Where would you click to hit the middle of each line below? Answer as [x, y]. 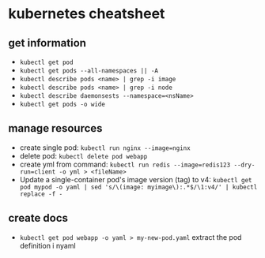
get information [47, 43]
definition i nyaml [48, 245]
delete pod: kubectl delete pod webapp [83, 155]
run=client [38, 172]
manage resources [55, 128]
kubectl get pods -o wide [62, 104]
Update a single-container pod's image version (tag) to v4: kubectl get [136, 179]
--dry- [244, 165]
